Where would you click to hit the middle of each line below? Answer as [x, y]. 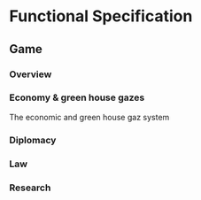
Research [30, 188]
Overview [31, 74]
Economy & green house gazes [77, 97]
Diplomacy [33, 140]
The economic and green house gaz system [89, 117]
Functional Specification [101, 16]
